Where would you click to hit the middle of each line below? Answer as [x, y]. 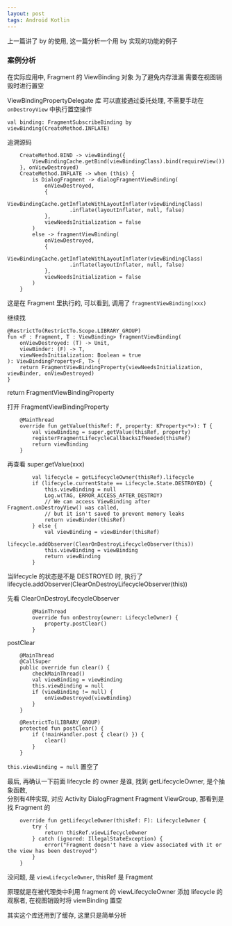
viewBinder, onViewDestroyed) [51, 373]
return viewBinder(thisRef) [85, 520]
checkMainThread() [59, 674]
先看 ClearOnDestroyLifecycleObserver [63, 598]
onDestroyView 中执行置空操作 [50, 109]
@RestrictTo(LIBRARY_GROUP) [60, 722]
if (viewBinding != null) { [73, 692]
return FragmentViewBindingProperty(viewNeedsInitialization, [111, 367]
